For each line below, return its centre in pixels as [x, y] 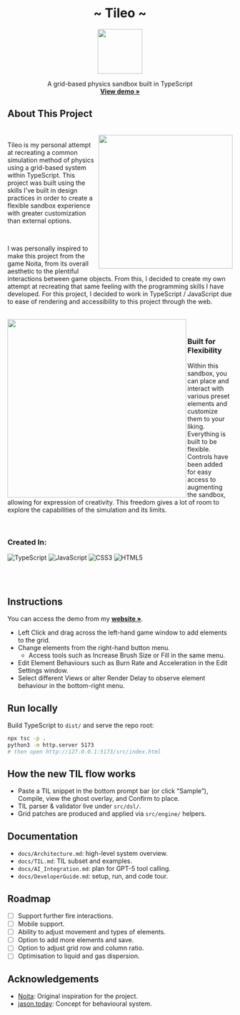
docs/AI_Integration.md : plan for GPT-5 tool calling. [94, 869]
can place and [208, 381]
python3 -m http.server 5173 [51, 745]
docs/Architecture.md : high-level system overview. [92, 854]
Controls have [208, 457]
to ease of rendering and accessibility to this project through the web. [110, 301]
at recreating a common [42, 152]
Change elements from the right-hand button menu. [94, 648]
